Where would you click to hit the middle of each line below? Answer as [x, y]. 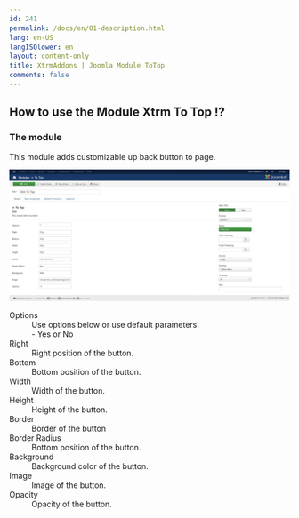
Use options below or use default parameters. [116, 324]
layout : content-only [49, 56]
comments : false [39, 76]
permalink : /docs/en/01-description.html [87, 28]
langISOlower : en [41, 47]
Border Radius [35, 438]
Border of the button [69, 428]
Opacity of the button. [72, 504]
